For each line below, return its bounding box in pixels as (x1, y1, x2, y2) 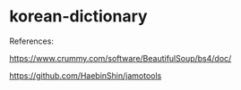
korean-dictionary (9, 6, 148, 27)
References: (9, 36, 54, 46)
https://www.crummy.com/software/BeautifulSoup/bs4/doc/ (9, 53, 232, 63)
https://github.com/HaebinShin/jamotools (9, 70, 162, 81)
